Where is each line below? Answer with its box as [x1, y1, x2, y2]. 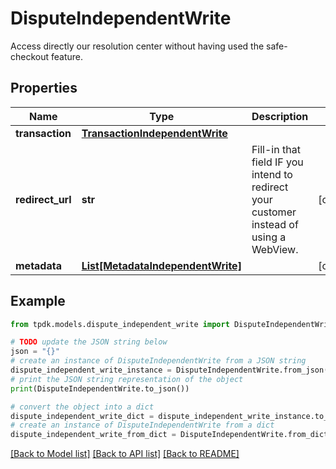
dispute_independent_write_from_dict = [10, 430, 177, 440]
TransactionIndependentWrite [81, 126, 228, 140]
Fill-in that [251, 142, 301, 156]
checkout [10, 50, 50, 62]
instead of [251, 217, 299, 231]
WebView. [251, 242, 299, 256]
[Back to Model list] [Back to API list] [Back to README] [10, 448, 240, 460]
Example [10, 293, 66, 310]
